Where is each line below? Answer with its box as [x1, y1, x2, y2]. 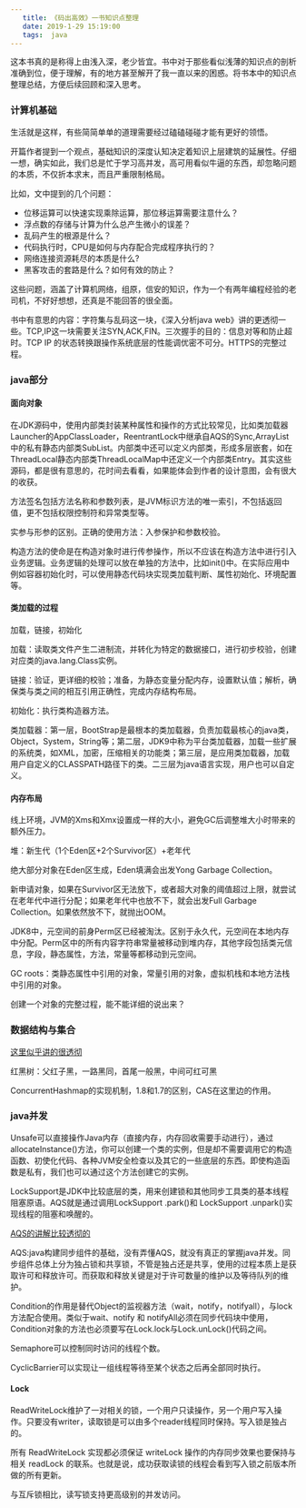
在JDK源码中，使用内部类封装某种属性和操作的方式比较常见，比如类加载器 [10, 420, 289, 430]
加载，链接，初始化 [10, 624, 83, 635]
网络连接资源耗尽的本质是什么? [23, 252, 140, 264]
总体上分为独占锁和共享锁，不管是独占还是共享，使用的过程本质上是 [34, 1258, 289, 1270]
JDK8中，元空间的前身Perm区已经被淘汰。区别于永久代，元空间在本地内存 [10, 926, 290, 937]
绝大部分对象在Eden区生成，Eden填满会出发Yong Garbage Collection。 [10, 865, 278, 875]
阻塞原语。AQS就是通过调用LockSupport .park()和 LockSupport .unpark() [10, 1197, 285, 1208]
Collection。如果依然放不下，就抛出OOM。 [10, 906, 172, 917]
